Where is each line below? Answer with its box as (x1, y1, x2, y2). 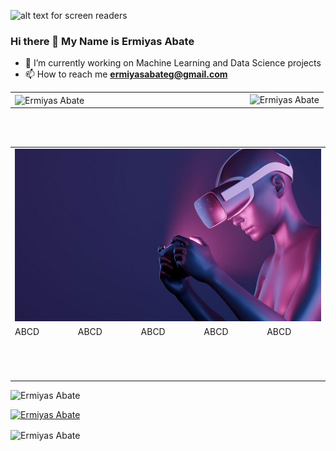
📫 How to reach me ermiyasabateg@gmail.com (24, 68, 228, 80)
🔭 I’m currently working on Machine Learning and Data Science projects (24, 57, 322, 69)
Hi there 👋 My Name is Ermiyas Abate (10, 34, 195, 48)
